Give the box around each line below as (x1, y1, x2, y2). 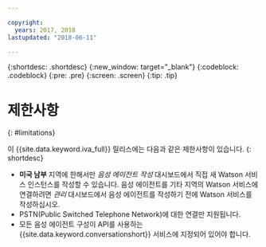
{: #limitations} (7, 128, 56, 138)
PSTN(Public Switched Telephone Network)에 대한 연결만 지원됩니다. (18, 210, 241, 219)
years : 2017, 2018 (14, 25, 76, 34)
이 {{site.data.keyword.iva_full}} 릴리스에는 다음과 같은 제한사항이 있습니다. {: (7, 144, 252, 154)
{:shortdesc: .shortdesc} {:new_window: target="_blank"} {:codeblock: (7, 62, 240, 72)
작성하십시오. (18, 200, 61, 210)
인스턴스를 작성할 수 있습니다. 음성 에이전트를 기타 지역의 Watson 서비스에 (27, 180, 259, 190)
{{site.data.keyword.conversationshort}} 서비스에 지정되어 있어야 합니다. (18, 229, 252, 239)
